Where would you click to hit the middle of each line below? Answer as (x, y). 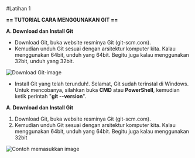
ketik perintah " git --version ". (50, 96)
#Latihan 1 (18, 8)
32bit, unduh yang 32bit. (44, 61)
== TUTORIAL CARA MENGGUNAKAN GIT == (62, 20)
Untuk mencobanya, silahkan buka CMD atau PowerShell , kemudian (97, 90)
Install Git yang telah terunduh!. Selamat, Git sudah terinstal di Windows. (102, 84)
